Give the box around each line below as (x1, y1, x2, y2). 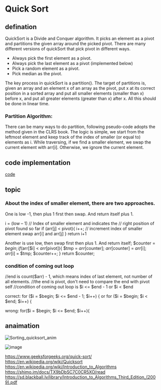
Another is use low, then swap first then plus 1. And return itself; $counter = (5, 240, 156, 246)
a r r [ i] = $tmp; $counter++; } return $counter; (5, 250, 95, 256)
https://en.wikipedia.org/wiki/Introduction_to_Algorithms (5, 364, 117, 370)
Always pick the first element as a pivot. (12, 55, 92, 61)
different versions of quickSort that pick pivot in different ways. (5, 46, 131, 51)
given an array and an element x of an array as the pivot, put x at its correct (5, 85, 155, 91)
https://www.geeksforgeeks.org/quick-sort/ (5, 353, 92, 359)
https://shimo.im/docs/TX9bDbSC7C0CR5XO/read (5, 369, 105, 374)
